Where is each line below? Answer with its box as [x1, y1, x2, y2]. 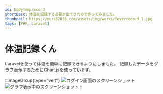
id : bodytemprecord [5, 7, 45, 12]
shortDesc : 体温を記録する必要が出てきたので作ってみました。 [5, 12, 117, 17]
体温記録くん [5, 44, 57, 55]
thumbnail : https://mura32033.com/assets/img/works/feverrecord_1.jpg [5, 16, 153, 21]
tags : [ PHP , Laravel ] [5, 21, 50, 26]
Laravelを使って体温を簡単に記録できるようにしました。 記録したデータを [5, 61, 154, 67]
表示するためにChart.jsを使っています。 [13, 67, 94, 73]
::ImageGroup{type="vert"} [5, 77, 60, 84]
